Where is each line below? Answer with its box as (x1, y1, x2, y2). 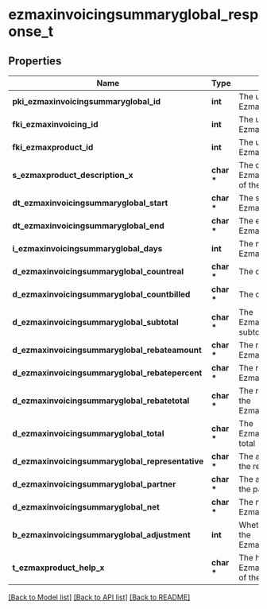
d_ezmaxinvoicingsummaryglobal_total (12, 428, 164, 439)
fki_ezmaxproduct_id (12, 142, 94, 153)
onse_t (8, 22, 54, 41)
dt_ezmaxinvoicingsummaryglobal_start (12, 197, 168, 208)
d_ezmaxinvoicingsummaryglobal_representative (12, 456, 204, 467)
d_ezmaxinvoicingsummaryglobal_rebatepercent (12, 367, 203, 378)
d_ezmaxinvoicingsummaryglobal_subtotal (12, 316, 179, 328)
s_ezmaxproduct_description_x (12, 169, 133, 180)
